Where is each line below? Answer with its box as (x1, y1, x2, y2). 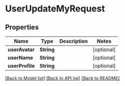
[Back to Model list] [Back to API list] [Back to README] (5, 75, 120, 81)
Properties (5, 23, 39, 31)
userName (7, 54, 33, 61)
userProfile (7, 62, 35, 69)
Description (59, 38, 88, 44)
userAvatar (7, 46, 35, 53)
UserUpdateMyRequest (5, 3, 105, 14)
